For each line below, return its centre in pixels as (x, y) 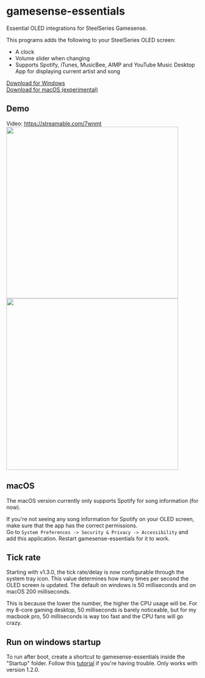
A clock (25, 52)
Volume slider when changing (52, 58)
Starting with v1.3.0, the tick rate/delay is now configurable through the (95, 572)
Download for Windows (36, 83)
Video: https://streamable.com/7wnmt (54, 123)
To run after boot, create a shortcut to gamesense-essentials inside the (96, 657)
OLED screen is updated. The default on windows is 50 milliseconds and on (101, 585)
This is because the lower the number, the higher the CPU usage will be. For (102, 604)
